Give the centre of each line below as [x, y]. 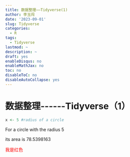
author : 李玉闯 [20, 15]
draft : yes [17, 56]
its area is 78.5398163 [28, 139]
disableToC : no [21, 75]
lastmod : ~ [17, 47]
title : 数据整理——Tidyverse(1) [37, 10]
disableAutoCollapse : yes [32, 80]
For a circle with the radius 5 [35, 129]
